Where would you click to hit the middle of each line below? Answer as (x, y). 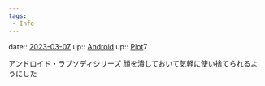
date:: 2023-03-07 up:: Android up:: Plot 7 (78, 46)
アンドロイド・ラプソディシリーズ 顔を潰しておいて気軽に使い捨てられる (130, 63)
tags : (17, 16)
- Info (23, 24)
